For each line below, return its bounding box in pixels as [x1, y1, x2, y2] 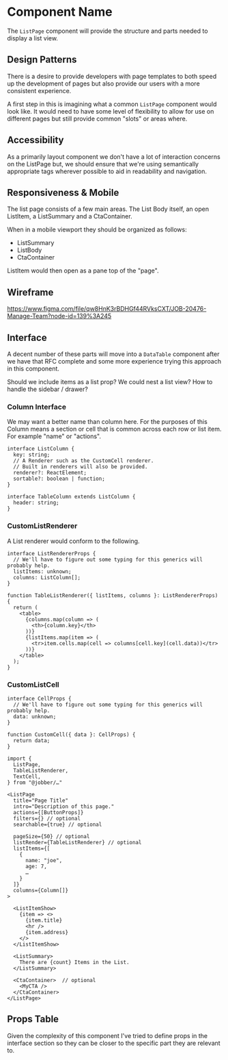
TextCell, [13, 773, 41, 780]
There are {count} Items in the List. [19, 959, 130, 966]
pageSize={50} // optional [13, 833, 90, 840]
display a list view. [7, 34, 58, 42]
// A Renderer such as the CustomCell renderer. [13, 457, 154, 464]
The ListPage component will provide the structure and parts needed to [7, 27, 208, 35]
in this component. [7, 364, 60, 373]
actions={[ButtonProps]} [13, 809, 84, 816]
